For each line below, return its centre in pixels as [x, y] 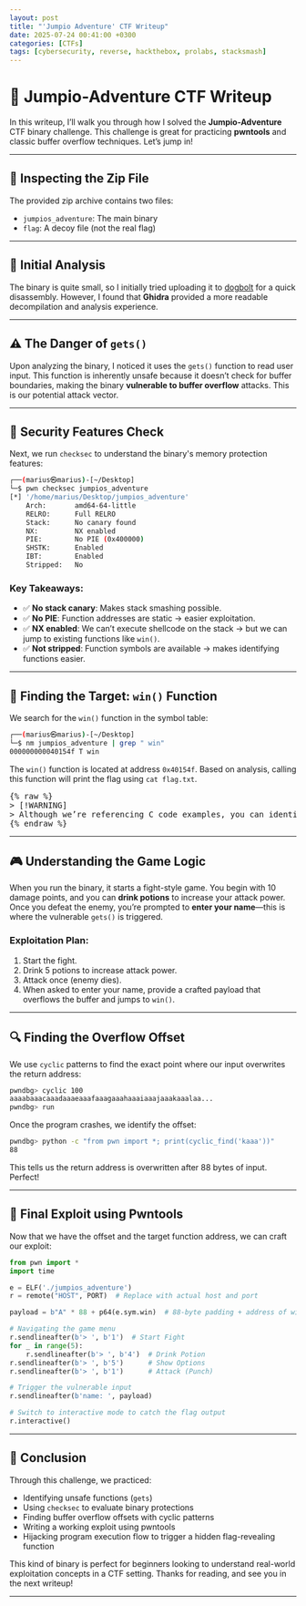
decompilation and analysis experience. [84, 306]
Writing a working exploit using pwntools [99, 1527]
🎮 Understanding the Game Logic [108, 862]
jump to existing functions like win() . [91, 639]
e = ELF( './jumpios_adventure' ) [71, 1287]
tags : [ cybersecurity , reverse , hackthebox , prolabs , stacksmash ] [138, 52]
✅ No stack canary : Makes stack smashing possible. [122, 608]
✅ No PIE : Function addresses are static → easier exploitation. [139, 618]
